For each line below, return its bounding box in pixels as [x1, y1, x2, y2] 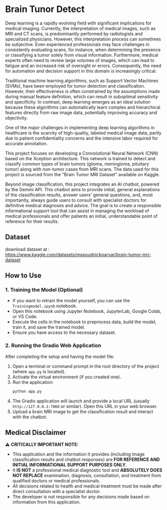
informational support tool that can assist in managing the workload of [5, 208, 150, 214]
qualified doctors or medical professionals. [12, 478, 101, 484]
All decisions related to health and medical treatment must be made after [12, 483, 162, 489]
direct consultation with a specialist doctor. [12, 488, 101, 494]
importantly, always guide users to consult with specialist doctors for [5, 197, 147, 203]
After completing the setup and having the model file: [5, 353, 115, 359]
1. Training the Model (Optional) [5, 286, 83, 293]
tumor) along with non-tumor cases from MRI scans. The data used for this [5, 166, 159, 172]
